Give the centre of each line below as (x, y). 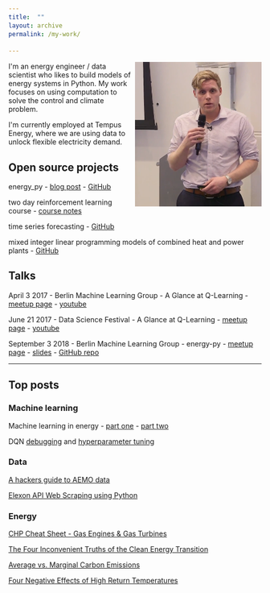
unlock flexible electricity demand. (65, 142)
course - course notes (45, 211)
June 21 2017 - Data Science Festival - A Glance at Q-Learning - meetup (128, 319)
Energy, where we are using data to (67, 134)
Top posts (34, 386)
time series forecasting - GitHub (61, 226)
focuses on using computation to (63, 92)
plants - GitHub (33, 251)
